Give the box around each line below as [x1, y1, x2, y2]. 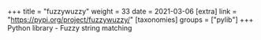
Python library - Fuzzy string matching [7, 24, 132, 32]
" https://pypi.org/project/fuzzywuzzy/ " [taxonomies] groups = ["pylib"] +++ [7, 15, 254, 24]
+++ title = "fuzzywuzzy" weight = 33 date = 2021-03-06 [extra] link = [7, 7, 237, 16]
